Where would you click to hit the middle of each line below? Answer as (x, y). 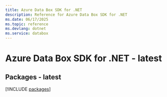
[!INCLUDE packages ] (28, 89)
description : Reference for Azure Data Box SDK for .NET (66, 15)
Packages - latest (33, 77)
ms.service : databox (27, 33)
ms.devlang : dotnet (26, 29)
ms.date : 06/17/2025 (27, 19)
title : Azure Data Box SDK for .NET (44, 10)
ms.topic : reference (27, 24)
